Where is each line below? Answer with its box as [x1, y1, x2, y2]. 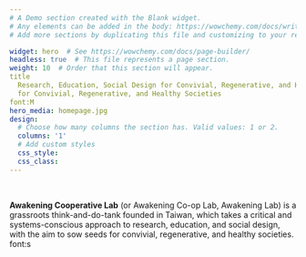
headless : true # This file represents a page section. [9, 56, 230, 65]
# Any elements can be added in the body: [9, 22, 173, 31]
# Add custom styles [17, 140, 96, 149]
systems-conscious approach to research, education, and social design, [9, 219, 280, 230]
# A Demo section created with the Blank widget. [9, 13, 202, 23]
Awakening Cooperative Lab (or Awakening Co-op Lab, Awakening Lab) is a [9, 200, 297, 211]
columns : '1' [17, 131, 67, 141]
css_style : [17, 149, 59, 158]
